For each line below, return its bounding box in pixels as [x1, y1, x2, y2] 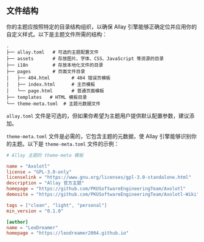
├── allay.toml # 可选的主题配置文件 [6, 49, 99, 55]
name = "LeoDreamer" [6, 224, 59, 230]
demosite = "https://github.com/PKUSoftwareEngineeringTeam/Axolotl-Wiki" [6, 192, 200, 198]
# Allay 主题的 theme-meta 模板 [6, 152, 84, 158]
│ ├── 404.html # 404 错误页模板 [6, 75, 111, 81]
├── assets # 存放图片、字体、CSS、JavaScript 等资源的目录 [6, 55, 164, 62]
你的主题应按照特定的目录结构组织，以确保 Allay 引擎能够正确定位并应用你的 [6, 23, 197, 30]
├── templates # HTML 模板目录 [6, 94, 87, 100]
